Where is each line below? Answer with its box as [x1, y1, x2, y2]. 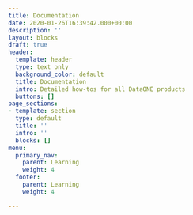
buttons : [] [15, 92, 55, 100]
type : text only [15, 63, 69, 71]
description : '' [8, 26, 62, 34]
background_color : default [15, 70, 104, 78]
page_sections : [8, 100, 59, 107]
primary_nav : [15, 151, 59, 159]
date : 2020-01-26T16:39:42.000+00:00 [8, 19, 133, 27]
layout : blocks [8, 33, 59, 42]
